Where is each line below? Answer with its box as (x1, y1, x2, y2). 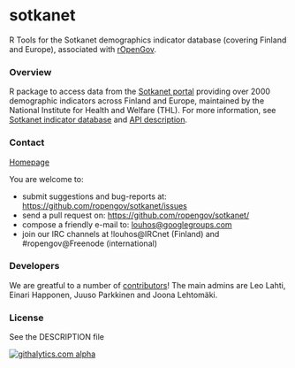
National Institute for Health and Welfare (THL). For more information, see (9, 105, 276, 116)
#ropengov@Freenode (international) (21, 238, 157, 249)
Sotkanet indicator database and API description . (9, 114, 188, 125)
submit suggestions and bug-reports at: (21, 191, 167, 202)
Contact (9, 136, 45, 149)
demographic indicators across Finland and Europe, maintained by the (9, 96, 265, 106)
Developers (9, 260, 60, 272)
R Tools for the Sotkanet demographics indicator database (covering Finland (9, 34, 287, 45)
